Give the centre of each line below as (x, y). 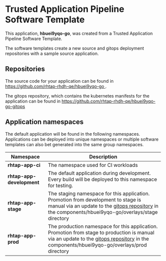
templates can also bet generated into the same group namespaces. (75, 144)
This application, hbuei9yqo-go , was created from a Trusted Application (79, 33)
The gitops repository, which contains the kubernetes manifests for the (77, 96)
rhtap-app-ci (24, 165)
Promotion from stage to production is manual (101, 232)
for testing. (60, 185)
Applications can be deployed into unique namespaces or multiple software (82, 139)
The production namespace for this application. (103, 226)
